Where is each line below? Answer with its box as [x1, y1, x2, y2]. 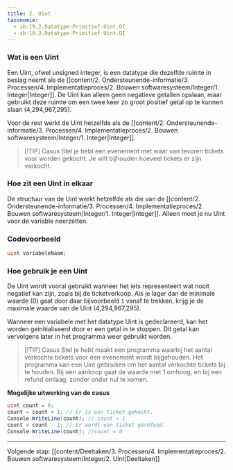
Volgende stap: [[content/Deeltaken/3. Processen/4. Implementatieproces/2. [7, 447, 226, 455]
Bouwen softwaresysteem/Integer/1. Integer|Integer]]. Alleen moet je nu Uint [7, 209, 225, 217]
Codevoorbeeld [7, 234, 61, 244]
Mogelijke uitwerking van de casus [7, 389, 110, 397]
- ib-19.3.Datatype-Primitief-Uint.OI [13, 29, 126, 37]
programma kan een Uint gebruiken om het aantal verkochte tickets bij [24, 360, 225, 369]
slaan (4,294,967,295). [7, 105, 72, 113]
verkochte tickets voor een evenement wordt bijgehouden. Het [24, 353, 203, 362]
